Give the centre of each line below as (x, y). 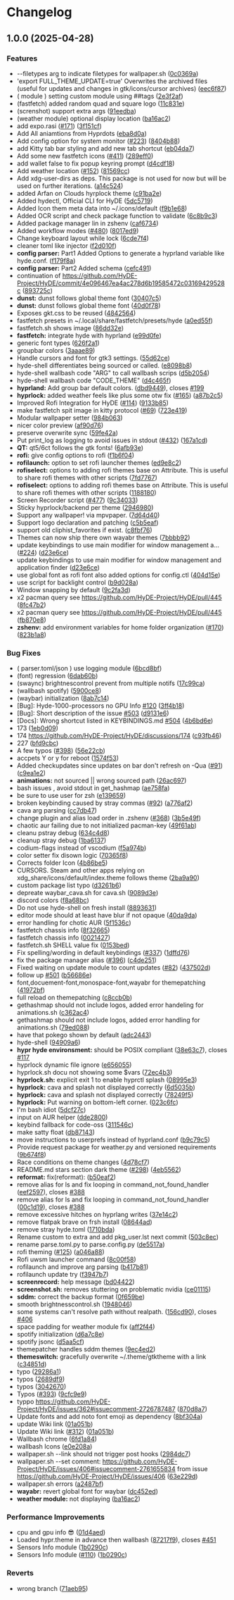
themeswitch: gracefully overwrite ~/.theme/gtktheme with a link (111, 1357)
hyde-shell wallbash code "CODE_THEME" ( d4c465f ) (94, 380)
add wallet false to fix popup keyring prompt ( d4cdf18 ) (96, 163)
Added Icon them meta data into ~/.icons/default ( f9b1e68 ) (102, 208)
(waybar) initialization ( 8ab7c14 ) (63, 699)
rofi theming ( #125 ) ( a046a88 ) (60, 1252)
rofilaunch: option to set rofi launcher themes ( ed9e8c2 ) (99, 463)
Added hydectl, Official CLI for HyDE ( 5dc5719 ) (85, 201)
